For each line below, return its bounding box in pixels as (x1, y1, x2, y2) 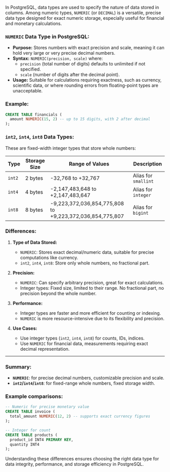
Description (133, 160, 162, 167)
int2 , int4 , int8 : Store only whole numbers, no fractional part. (20, 260, 150, 266)
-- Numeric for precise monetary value (5, 404, 90, 410)
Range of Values (69, 160, 110, 167)
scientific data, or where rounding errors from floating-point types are (12, 82, 158, 88)
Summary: (5, 363, 32, 370)
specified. (20, 66, 41, 73)
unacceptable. (12, 88, 43, 94)
